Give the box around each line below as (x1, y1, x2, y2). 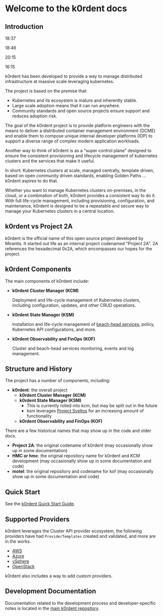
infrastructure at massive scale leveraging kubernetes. (5, 79, 114, 84)
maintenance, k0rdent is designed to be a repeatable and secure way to (5, 203, 149, 208)
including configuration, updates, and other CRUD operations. (12, 302, 136, 308)
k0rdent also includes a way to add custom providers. (5, 573, 113, 579)
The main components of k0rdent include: (5, 278, 89, 284)
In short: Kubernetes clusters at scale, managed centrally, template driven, (5, 167, 154, 173)
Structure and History (5, 365, 72, 373)
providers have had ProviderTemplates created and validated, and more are (5, 533, 156, 539)
